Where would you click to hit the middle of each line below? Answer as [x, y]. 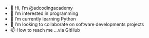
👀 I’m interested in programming [44, 13]
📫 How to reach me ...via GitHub [45, 30]
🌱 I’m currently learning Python [43, 19]
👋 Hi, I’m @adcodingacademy [41, 8]
